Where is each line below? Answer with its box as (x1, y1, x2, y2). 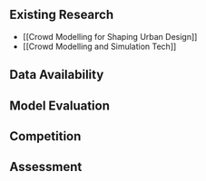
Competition (9, 129, 82, 144)
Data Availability (9, 67, 104, 82)
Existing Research (9, 7, 114, 23)
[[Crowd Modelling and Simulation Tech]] (22, 41, 177, 52)
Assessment (9, 159, 83, 175)
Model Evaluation (9, 98, 111, 113)
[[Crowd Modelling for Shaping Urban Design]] (22, 31, 198, 42)
